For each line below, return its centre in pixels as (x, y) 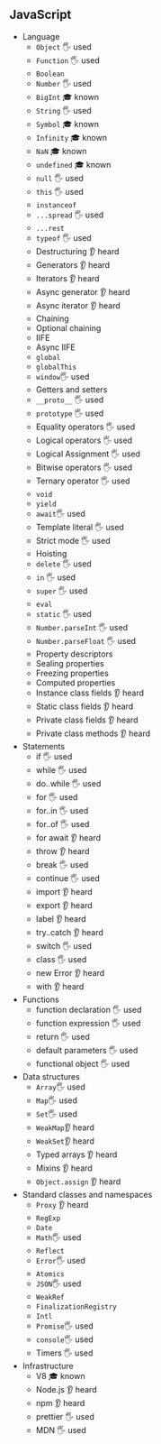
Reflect (50, 1251)
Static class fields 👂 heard (85, 706)
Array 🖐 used (60, 1087)
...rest (50, 228)
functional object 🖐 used (83, 1063)
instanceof (56, 205)
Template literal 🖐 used (80, 527)
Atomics (50, 1274)
